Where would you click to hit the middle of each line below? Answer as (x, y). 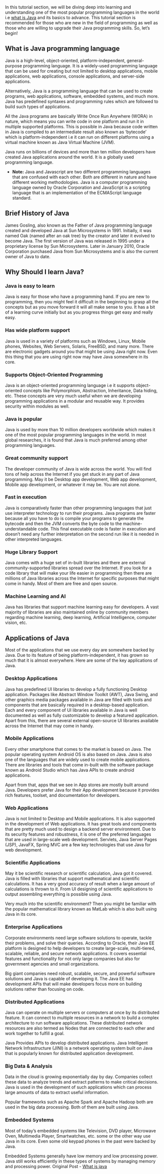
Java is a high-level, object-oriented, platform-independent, (65, 60)
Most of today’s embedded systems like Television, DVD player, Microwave (81, 1131)
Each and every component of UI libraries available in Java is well (71, 710)
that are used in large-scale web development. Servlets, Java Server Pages (81, 840)
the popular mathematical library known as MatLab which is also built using (81, 909)
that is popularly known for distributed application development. (70, 1053)
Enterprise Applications (34, 927)
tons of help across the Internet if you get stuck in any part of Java (72, 474)
